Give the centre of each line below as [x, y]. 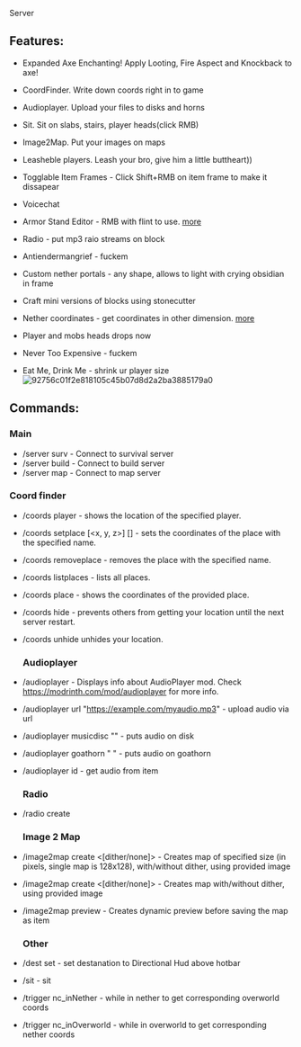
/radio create [46, 814]
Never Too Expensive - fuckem [80, 353]
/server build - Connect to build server [93, 463]
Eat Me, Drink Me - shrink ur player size [96, 370]
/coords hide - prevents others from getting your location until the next [153, 612]
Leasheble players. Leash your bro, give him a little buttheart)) [137, 159]
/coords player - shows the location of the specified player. [132, 515]
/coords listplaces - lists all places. [86, 577]
